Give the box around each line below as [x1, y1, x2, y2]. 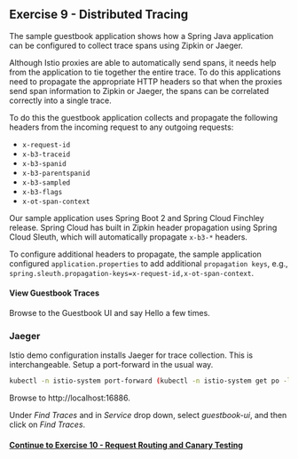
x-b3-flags [21, 187, 63, 196]
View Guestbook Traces [9, 288, 100, 298]
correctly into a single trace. [9, 95, 113, 106]
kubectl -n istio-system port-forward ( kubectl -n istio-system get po [9, 376, 279, 385]
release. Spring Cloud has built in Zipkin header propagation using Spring [9, 222, 278, 233]
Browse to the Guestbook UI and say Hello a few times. [9, 308, 210, 319]
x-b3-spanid [21, 159, 67, 168]
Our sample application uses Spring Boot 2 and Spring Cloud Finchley [9, 212, 264, 223]
